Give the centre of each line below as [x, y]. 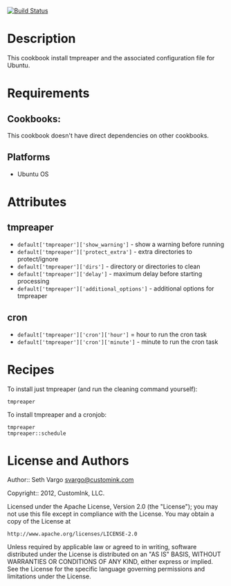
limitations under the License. [49, 576]
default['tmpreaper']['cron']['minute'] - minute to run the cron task [118, 342]
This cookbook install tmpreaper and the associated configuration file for [111, 58]
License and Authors [68, 460]
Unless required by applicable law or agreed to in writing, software [102, 547]
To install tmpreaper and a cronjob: [57, 414]
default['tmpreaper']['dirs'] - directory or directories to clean [109, 266]
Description [41, 39]
